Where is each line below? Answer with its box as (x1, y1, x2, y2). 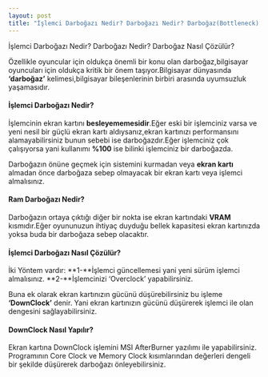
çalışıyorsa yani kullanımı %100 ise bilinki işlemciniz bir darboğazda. (8, 143, 234, 153)
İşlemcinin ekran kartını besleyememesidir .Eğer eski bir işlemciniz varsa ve (8, 118, 258, 128)
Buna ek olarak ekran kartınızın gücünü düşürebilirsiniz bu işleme (8, 290, 222, 299)
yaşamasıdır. (8, 82, 50, 92)
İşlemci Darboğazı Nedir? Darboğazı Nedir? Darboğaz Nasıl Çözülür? (8, 41, 234, 50)
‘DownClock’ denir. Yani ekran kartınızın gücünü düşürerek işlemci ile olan (8, 298, 254, 308)
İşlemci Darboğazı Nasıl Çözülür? (8, 247, 122, 257)
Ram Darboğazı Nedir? (8, 195, 86, 204)
